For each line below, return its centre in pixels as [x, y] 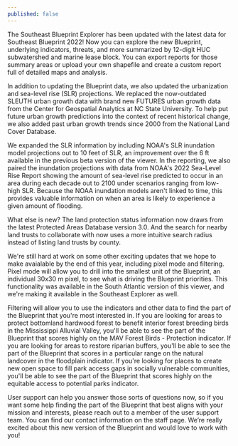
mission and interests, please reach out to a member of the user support [113, 412]
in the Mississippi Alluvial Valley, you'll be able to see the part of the [107, 330]
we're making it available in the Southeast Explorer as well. [93, 294]
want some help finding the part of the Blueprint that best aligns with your [115, 405]
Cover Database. [32, 131]
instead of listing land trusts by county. [64, 242]
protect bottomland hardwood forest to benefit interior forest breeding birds [118, 323]
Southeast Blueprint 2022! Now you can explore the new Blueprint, [105, 42]
